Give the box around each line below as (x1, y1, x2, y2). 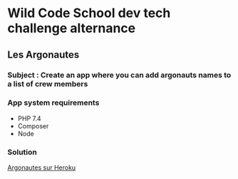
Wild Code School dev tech (7, 5, 171, 21)
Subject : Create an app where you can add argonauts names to (7, 70, 232, 80)
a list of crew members (7, 78, 88, 88)
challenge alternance (7, 20, 136, 36)
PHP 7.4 (17, 114, 41, 123)
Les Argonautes (7, 48, 80, 61)
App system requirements (7, 98, 100, 108)
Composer (17, 121, 49, 130)
